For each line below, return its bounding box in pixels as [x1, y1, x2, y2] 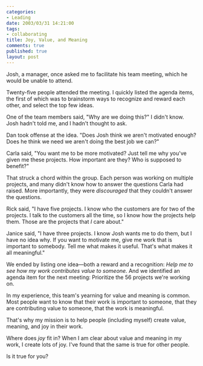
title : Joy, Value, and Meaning [6, 37, 88, 43]
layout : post [6, 54, 39, 60]
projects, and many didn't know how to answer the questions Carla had [6, 180, 184, 188]
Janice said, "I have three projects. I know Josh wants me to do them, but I [6, 229, 192, 237]
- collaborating [6, 31, 47, 38]
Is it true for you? [6, 352, 49, 360]
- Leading [6, 15, 31, 21]
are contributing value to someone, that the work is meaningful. [6, 304, 164, 312]
